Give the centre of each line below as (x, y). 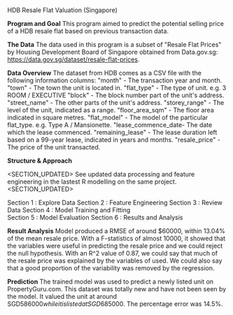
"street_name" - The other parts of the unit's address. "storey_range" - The (116, 103)
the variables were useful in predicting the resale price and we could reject (115, 246)
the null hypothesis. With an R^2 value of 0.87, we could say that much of (113, 253)
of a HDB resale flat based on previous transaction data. (88, 31)
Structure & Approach (40, 161)
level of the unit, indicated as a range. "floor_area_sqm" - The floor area (111, 110)
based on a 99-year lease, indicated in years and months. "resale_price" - (114, 140)
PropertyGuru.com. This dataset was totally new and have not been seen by (117, 289)
